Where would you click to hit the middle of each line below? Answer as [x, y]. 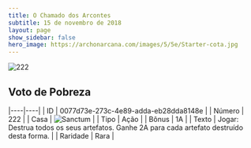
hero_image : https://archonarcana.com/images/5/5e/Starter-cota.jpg [123, 45]
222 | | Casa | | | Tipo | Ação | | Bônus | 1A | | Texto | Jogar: [124, 119]
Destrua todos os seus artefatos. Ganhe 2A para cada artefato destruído [126, 128]
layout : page [30, 30]
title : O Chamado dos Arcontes [60, 15]
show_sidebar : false [42, 37]
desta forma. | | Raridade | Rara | [61, 135]
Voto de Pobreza [50, 92]
